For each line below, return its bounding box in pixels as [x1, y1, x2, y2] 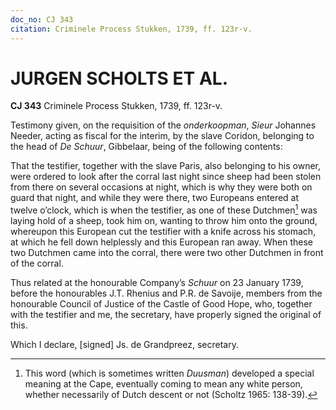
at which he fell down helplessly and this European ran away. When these [10, 236, 313, 248]
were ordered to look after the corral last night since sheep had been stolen [10, 171, 322, 183]
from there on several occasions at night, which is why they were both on [10, 181, 313, 193]
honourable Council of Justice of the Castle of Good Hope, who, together [10, 298, 313, 310]
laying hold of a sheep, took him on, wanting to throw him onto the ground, [10, 215, 318, 227]
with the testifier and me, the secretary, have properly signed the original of [10, 309, 322, 321]
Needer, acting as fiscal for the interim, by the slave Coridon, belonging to [10, 130, 315, 142]
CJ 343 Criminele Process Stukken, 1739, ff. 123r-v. [10, 100, 223, 112]
